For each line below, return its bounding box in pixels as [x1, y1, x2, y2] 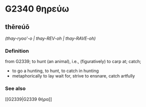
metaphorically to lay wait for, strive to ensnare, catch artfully [12, 73, 135, 79]
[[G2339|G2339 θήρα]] [5, 96, 52, 102]
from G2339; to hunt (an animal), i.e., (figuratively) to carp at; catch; [5, 59, 142, 64]
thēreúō [5, 23, 30, 31]
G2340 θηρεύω [5, 3, 70, 15]
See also [5, 85, 26, 92]
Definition [5, 47, 29, 54]
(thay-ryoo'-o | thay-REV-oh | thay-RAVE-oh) [5, 35, 96, 41]
